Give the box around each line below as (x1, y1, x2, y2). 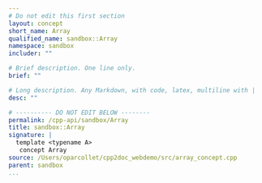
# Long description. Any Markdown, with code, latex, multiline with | (8, 86, 256, 94)
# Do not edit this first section (8, 11, 126, 20)
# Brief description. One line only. (8, 64, 136, 73)
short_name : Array (8, 27, 71, 35)
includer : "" (8, 49, 53, 57)
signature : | (8, 131, 53, 139)
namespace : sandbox (8, 42, 75, 50)
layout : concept (8, 19, 63, 28)
